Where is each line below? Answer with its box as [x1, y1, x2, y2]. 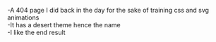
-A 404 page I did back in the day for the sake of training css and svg [7, 6, 210, 14]
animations [7, 13, 40, 22]
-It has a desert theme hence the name [7, 21, 121, 29]
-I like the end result [7, 28, 66, 36]
